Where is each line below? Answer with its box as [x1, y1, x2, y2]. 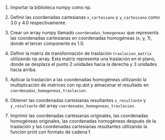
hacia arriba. [10, 66, 37, 73]
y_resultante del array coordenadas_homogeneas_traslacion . [10, 103, 136, 109]
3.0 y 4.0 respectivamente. [10, 20, 67, 26]
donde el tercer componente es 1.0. [10, 40, 85, 46]
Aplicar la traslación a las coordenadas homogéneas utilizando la [10, 77, 147, 82]
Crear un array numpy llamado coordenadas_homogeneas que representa [10, 30, 159, 35]
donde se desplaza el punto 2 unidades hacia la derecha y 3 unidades [10, 61, 157, 67]
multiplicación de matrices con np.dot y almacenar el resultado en [10, 82, 149, 88]
